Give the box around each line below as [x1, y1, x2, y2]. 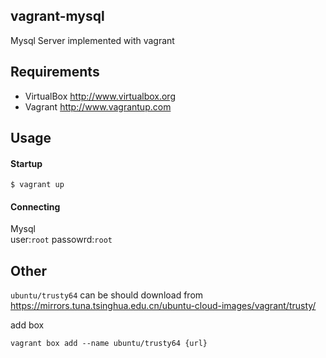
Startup [10, 157, 43, 169]
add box [10, 319, 45, 331]
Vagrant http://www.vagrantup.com [24, 100, 172, 113]
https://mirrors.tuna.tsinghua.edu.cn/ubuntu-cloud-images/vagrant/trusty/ [10, 300, 317, 312]
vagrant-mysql [10, 8, 105, 25]
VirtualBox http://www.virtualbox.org [24, 90, 176, 102]
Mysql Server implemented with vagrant [10, 34, 175, 46]
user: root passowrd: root [10, 234, 113, 246]
